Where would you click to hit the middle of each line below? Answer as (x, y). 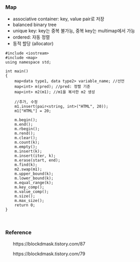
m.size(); (25, 196)
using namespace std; (28, 63)
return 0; (25, 205)
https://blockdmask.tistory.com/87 (49, 244)
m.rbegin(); (27, 129)
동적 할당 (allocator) (33, 44)
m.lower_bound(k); (34, 178)
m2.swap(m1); (28, 169)
